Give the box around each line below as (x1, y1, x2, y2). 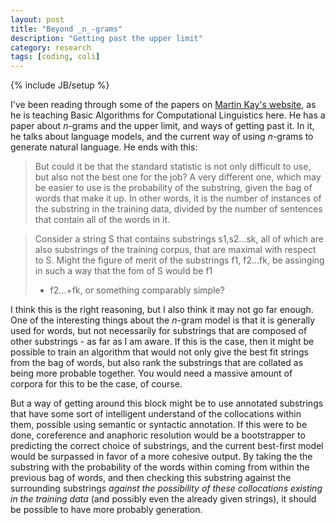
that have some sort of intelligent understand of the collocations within (10, 408, 302, 420)
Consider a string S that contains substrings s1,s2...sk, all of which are (34, 233, 324, 245)
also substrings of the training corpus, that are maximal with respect (34, 244, 317, 256)
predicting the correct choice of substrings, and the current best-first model (10, 440, 324, 452)
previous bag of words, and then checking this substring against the (10, 472, 292, 484)
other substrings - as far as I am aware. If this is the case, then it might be (10, 336, 315, 348)
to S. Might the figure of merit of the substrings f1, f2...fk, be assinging (34, 254, 325, 266)
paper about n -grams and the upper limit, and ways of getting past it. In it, (10, 120, 315, 132)
